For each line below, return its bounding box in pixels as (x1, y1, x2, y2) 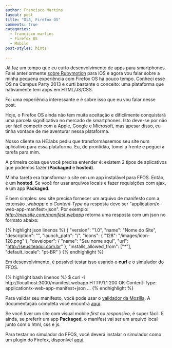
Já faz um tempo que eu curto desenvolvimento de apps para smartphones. (5, 65, 166, 71)
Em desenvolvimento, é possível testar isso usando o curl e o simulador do (5, 259, 164, 265)
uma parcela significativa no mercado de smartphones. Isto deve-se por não (5, 117, 167, 123)
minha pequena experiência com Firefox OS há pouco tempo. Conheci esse (5, 75, 165, 82)
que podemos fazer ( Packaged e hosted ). (5, 164, 95, 170)
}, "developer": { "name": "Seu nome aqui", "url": (25, 238, 129, 244)
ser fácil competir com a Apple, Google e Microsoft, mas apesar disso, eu (5, 123, 161, 129)
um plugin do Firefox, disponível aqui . (5, 337, 85, 343)
